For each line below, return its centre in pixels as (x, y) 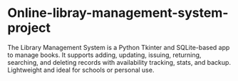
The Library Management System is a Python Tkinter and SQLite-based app (119, 47)
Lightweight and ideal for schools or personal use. (81, 70)
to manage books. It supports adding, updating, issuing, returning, (104, 55)
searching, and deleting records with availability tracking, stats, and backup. (119, 62)
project (29, 28)
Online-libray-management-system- (118, 13)
